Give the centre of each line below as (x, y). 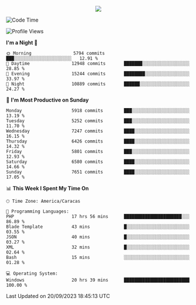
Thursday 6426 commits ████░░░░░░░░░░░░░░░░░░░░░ (98, 141)
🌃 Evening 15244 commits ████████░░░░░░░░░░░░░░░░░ (98, 74)
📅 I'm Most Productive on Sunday (47, 100)
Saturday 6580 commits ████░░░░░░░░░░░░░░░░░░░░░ (98, 162)
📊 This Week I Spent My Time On (47, 188)
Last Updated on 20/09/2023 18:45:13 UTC (58, 296)
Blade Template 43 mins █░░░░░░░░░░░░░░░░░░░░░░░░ (98, 227)
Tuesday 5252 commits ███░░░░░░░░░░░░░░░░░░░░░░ (98, 121)
